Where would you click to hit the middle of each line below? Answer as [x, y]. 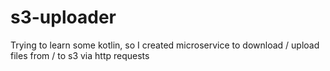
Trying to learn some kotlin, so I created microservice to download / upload [165, 45]
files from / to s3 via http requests [80, 55]
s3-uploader [63, 17]
